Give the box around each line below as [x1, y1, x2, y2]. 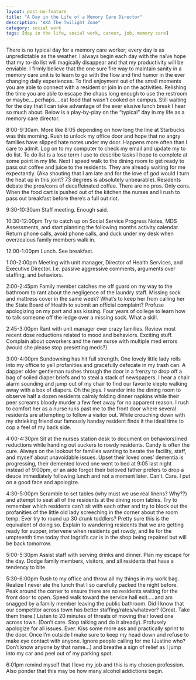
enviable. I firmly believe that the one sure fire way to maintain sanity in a [6, 65, 182, 72]
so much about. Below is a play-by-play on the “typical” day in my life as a [6, 109, 185, 116]
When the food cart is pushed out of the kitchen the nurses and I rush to [6, 189, 180, 196]
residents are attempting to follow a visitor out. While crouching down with [6, 412, 185, 419]
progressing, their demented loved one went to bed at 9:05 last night [6, 460, 172, 467]
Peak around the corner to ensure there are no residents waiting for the [6, 587, 178, 595]
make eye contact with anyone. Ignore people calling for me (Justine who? [6, 637, 186, 645]
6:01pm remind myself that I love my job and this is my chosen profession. [6, 661, 184, 668]
